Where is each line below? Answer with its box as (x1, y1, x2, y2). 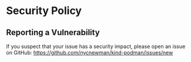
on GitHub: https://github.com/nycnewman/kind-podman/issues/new (6, 49, 173, 56)
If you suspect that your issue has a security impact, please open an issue (6, 43, 186, 50)
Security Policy (6, 4, 82, 18)
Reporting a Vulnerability (6, 27, 100, 37)
